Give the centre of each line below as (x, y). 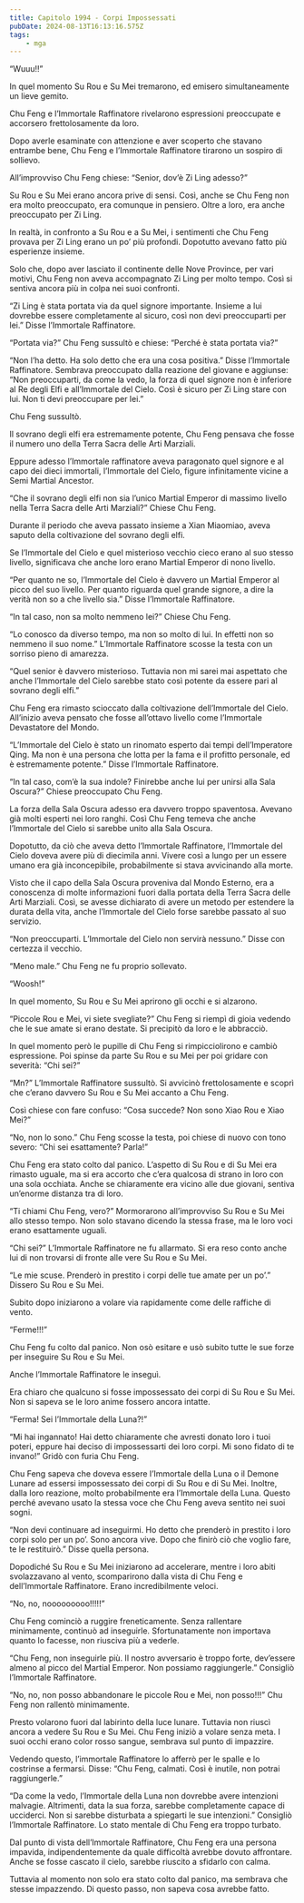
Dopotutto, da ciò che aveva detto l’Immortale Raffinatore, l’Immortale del (146, 846)
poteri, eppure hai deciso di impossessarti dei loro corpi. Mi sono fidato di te (152, 1447)
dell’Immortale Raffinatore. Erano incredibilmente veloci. (114, 1586)
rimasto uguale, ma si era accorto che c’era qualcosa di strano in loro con (147, 1174)
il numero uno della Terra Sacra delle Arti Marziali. (103, 444)
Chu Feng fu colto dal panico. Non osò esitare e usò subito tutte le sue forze (152, 1348)
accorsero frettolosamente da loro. (74, 123)
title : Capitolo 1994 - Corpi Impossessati (93, 18)
